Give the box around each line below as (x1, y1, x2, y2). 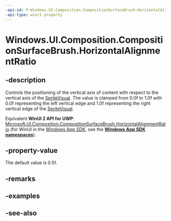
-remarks (5, 174, 36, 183)
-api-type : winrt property (5, 12, 63, 17)
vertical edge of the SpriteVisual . (5, 105, 74, 112)
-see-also (5, 209, 37, 217)
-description (5, 76, 46, 84)
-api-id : (5, 7, 24, 13)
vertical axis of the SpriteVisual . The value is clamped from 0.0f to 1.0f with (5, 94, 162, 101)
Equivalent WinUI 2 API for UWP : (5, 115, 75, 121)
